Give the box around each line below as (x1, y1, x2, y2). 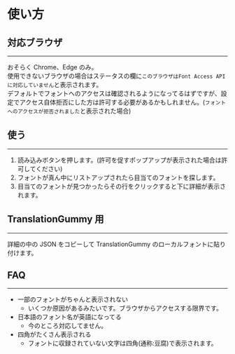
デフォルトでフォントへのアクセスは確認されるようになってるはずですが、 (7, 89, 222, 97)
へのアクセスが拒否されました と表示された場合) (7, 107, 131, 115)
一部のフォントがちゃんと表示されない (17, 295, 128, 304)
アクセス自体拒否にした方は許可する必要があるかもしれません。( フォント (19, 98, 226, 106)
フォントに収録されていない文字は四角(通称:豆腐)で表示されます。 (27, 339, 218, 348)
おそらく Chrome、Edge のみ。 (7, 63, 98, 71)
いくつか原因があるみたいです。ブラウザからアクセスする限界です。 (27, 304, 222, 313)
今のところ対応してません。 (27, 322, 108, 330)
